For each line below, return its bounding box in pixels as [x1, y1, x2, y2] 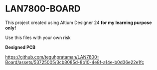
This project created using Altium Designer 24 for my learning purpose [5, 19, 152, 25]
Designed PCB [5, 44, 36, 50]
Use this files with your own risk [5, 34, 71, 40]
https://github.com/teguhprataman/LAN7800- [5, 53, 99, 60]
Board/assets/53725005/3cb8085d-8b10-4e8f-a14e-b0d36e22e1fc [5, 59, 145, 65]
